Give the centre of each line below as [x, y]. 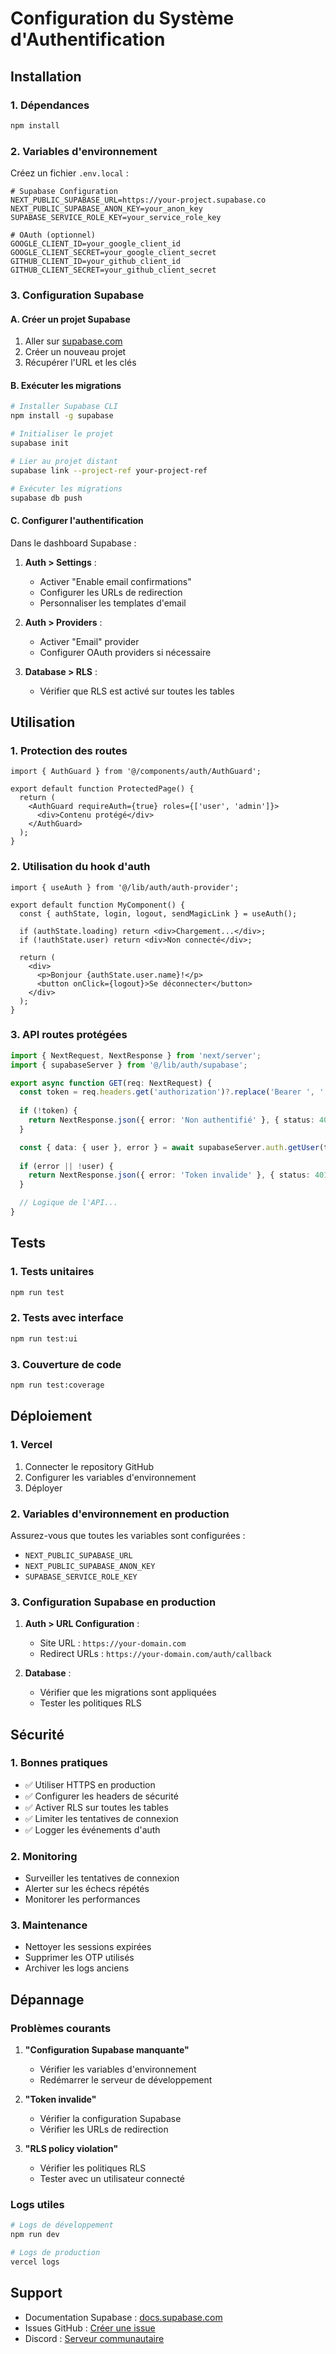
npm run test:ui [44, 1338]
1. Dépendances [50, 105]
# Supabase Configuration [64, 192]
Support [36, 2293]
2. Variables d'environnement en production [120, 1514]
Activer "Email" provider [89, 641]
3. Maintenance [49, 1925]
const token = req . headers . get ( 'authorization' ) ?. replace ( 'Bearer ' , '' [174, 1092]
